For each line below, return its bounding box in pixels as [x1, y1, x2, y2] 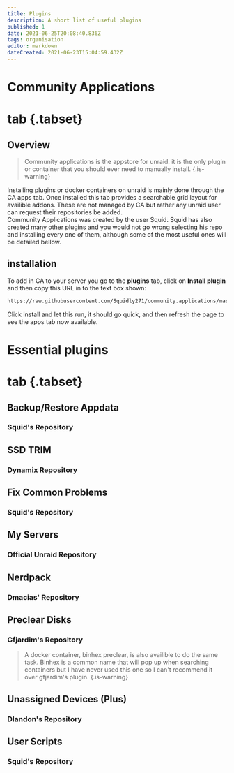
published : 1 [7, 23, 45, 30]
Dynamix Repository [7, 465, 78, 475]
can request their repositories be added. [7, 208, 123, 216]
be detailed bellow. [7, 238, 61, 246]
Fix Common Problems [7, 487, 108, 499]
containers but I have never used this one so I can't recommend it [24, 665, 213, 674]
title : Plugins [7, 10, 52, 17]
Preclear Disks [7, 614, 72, 626]
